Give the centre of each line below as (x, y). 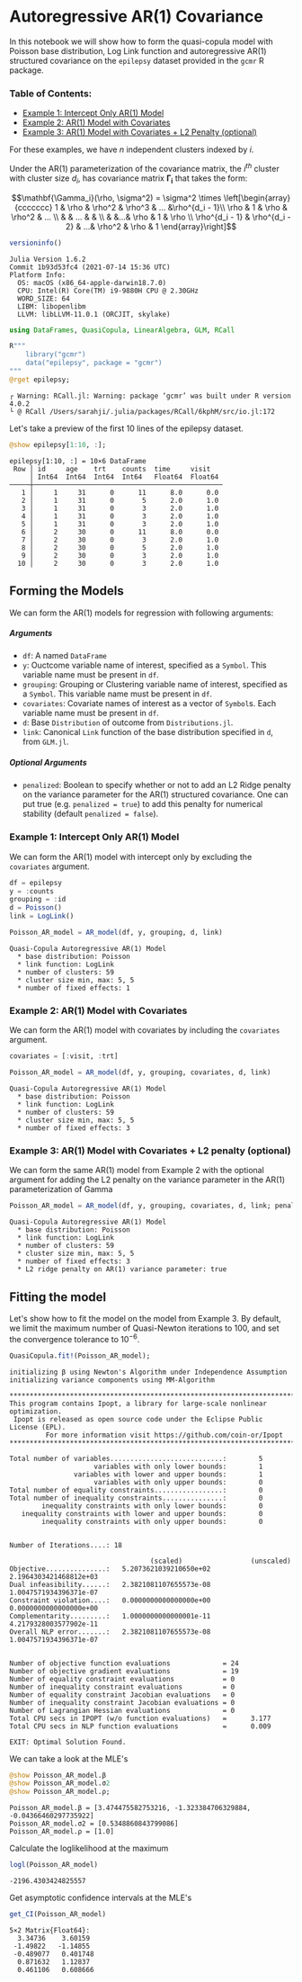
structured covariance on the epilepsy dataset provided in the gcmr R (137, 60)
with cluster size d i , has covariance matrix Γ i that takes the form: (129, 179)
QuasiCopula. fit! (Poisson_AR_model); (80, 1356)
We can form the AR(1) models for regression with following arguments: (142, 613)
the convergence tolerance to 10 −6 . (75, 1338)
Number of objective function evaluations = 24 (124, 1663)
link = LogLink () (42, 916)
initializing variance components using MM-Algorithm (112, 1380)
